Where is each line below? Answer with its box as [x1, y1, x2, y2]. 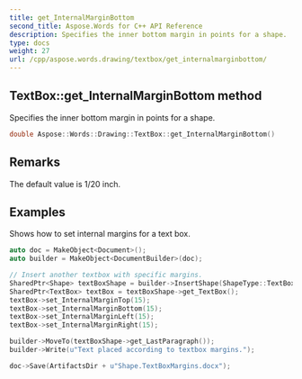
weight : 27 [9, 47, 50, 56]
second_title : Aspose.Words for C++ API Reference [9, 22, 203, 31]
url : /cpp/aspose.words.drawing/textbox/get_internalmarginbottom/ [9, 55, 268, 64]
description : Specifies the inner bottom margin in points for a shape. [9, 30, 288, 39]
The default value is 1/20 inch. [9, 178, 121, 189]
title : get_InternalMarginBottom [9, 13, 135, 23]
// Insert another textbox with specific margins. [9, 271, 203, 280]
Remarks [9, 155, 61, 170]
